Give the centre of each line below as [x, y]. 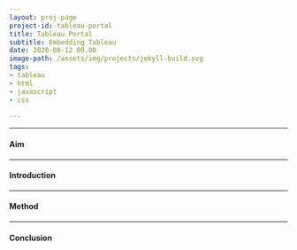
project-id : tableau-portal [61, 26]
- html [21, 83]
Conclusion [31, 238]
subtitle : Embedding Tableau [63, 42]
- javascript [33, 91]
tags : [19, 67]
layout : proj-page [43, 17]
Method [24, 207]
